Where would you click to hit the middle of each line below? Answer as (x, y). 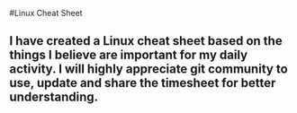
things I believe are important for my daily (129, 55)
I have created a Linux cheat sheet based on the (146, 41)
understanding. (54, 97)
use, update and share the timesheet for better (143, 83)
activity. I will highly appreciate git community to (148, 70)
